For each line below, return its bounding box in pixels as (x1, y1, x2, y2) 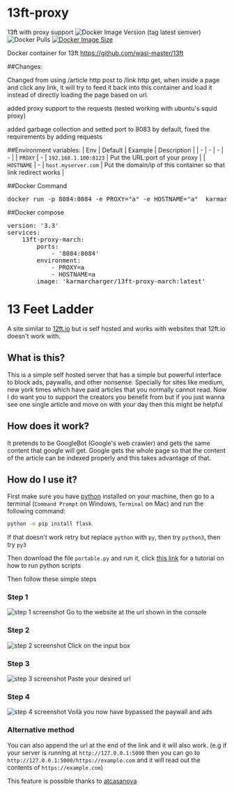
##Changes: (7, 62, 43, 70)
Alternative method (7, 725, 75, 735)
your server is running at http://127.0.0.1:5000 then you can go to (7, 748, 201, 756)
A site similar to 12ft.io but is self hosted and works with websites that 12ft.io (7, 324, 226, 332)
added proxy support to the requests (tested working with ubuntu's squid (7, 104, 217, 112)
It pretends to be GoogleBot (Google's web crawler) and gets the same (7, 439, 210, 447)
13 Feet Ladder (7, 302, 94, 318)
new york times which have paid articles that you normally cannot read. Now (7, 385, 227, 394)
